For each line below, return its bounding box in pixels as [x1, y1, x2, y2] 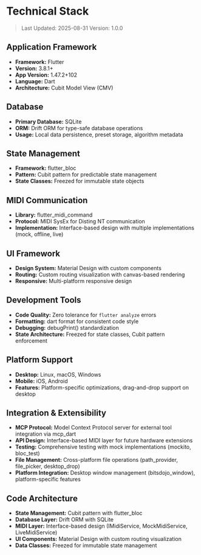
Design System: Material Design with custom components [15, 265, 162, 271]
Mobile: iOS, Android [15, 377, 68, 385]
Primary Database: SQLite [15, 117, 82, 125]
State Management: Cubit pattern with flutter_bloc [15, 509, 143, 517]
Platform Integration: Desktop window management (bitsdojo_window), [15, 469, 196, 476]
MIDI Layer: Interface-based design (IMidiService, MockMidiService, [15, 522, 188, 530]
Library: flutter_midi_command [15, 211, 93, 218]
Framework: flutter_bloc [15, 164, 77, 172]
